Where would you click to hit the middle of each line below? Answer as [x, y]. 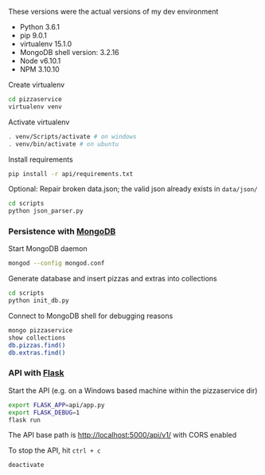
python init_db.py [39, 301]
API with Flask [36, 373]
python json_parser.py [46, 211]
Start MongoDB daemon [48, 249]
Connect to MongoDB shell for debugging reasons [91, 316]
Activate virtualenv [39, 122]
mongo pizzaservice [41, 331]
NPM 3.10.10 [39, 69]
